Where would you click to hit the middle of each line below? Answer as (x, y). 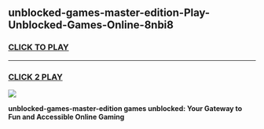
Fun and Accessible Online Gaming (66, 116)
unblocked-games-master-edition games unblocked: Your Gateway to (125, 108)
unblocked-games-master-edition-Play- (109, 13)
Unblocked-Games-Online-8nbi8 (91, 25)
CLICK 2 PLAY (35, 77)
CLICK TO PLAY (38, 48)
